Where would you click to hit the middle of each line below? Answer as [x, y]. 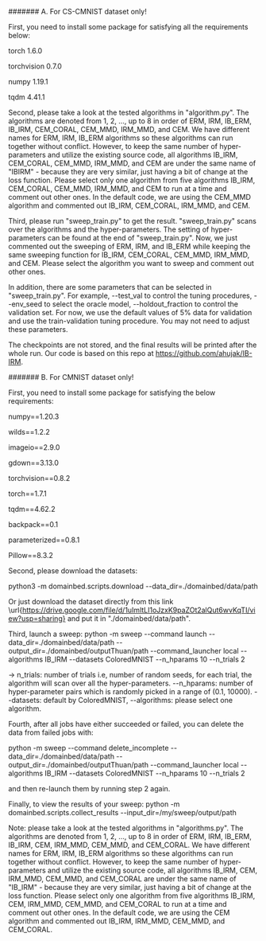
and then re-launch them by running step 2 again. [89, 789]
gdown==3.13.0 [34, 463]
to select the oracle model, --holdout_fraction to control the [141, 304]
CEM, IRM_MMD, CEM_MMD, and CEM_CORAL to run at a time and [118, 904]
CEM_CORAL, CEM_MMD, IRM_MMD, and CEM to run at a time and [118, 189]
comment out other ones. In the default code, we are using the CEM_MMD [130, 197]
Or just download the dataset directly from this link [91, 601]
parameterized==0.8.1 [44, 540]
